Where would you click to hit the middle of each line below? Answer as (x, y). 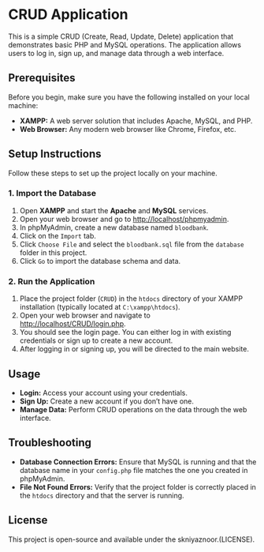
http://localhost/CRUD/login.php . (73, 324)
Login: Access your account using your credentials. (103, 392)
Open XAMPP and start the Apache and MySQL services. (114, 210)
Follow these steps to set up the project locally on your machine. (113, 173)
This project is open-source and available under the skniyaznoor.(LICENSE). (132, 539)
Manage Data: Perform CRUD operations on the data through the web (133, 409)
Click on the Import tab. (58, 235)
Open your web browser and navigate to (85, 315)
